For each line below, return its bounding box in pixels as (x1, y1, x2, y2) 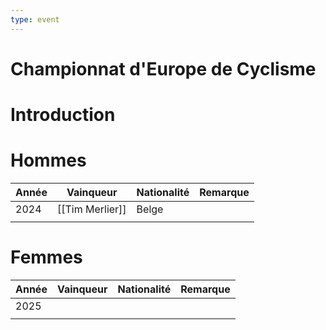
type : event (10, 14, 60, 25)
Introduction (10, 104, 116, 126)
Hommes (10, 149, 87, 172)
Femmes (10, 246, 83, 269)
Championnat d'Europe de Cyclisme (10, 57, 317, 80)
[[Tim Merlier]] (56, 202, 127, 216)
